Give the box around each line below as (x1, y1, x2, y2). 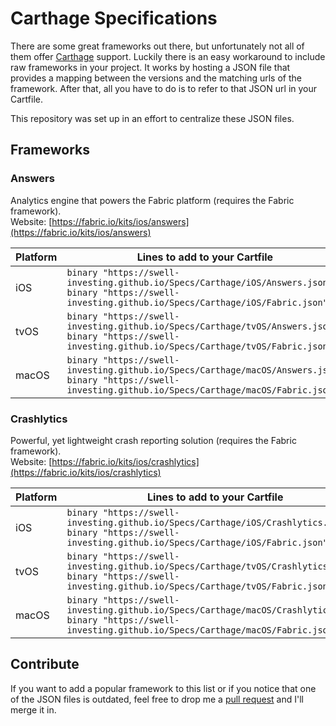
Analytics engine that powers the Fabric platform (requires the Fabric (10, 194, 295, 206)
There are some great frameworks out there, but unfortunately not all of (10, 40, 305, 52)
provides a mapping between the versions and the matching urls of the (10, 72, 302, 84)
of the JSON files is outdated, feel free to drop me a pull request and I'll (10, 693, 304, 705)
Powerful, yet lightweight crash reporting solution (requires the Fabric (10, 434, 297, 446)
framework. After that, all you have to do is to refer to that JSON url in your (10, 82, 318, 94)
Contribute (10, 656, 80, 673)
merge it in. (10, 703, 57, 716)
